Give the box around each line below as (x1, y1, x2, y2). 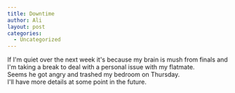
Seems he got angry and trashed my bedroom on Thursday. (7, 71, 180, 79)
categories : (7, 29, 42, 37)
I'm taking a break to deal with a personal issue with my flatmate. (7, 63, 195, 71)
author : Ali (7, 17, 42, 24)
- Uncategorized (13, 36, 61, 43)
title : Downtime (7, 10, 55, 17)
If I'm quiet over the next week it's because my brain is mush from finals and (7, 55, 228, 64)
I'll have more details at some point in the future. (7, 78, 147, 86)
